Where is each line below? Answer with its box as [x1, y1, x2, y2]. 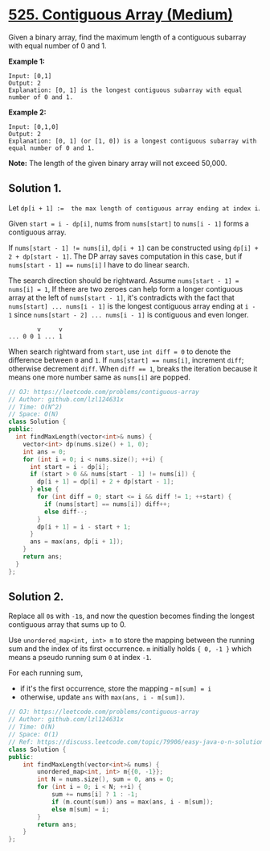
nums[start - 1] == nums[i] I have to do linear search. [8, 259, 190, 269]
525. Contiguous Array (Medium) [8, 6, 234, 24]
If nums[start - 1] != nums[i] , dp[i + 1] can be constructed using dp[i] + [8, 243, 259, 252]
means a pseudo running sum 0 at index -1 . [8, 653, 152, 662]
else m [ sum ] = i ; [51, 805, 110, 813]
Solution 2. [8, 590, 64, 604]
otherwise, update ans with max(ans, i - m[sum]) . [19, 692, 186, 702]
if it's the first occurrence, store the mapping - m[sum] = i [19, 683, 212, 694]
